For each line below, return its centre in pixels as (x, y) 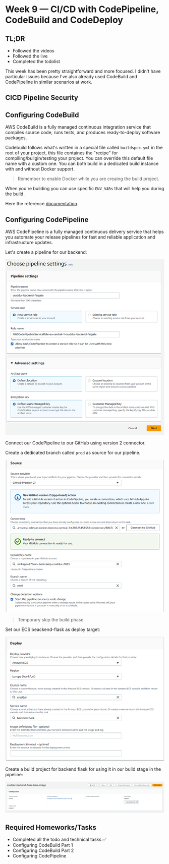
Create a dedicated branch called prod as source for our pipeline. (73, 453)
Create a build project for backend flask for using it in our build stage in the (83, 769)
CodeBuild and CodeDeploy (64, 20)
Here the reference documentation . (42, 204)
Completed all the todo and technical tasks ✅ (60, 840)
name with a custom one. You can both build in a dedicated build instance (82, 164)
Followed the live (30, 56)
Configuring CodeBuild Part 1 (43, 845)
